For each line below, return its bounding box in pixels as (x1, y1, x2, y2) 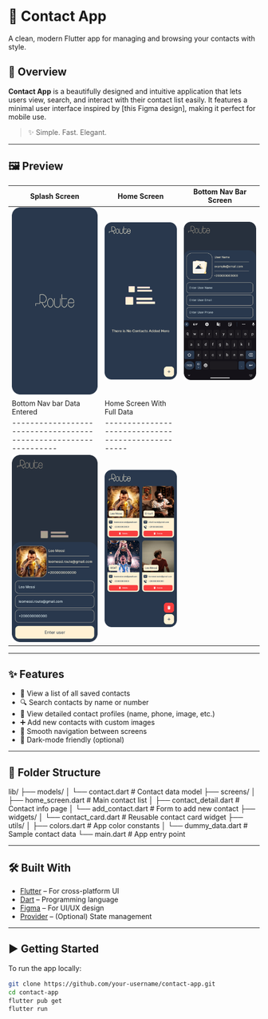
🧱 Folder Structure (8, 766, 101, 779)
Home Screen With (104, 398, 167, 408)
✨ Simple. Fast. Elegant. (27, 127, 108, 137)
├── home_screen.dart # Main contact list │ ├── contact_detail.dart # (8, 795, 240, 805)
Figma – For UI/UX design (19, 903, 104, 913)
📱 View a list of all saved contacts (19, 688, 131, 698)
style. (8, 42, 26, 51)
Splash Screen (30, 191, 80, 200)
